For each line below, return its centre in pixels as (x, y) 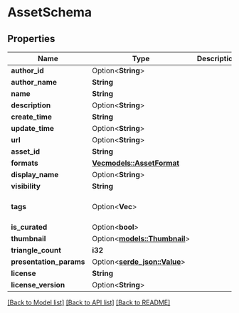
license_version (38, 285)
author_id (27, 70)
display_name (35, 175)
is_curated (29, 227)
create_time (31, 117)
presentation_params (48, 262)
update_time (33, 128)
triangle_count (36, 250)
